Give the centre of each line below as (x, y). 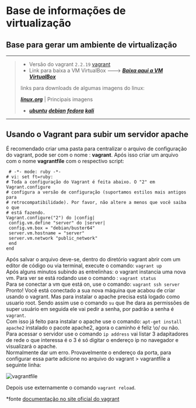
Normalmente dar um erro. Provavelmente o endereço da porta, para (89, 352)
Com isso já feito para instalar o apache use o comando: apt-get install (94, 321)
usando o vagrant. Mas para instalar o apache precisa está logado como (93, 296)
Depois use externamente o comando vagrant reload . (71, 388)
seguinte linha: (24, 365)
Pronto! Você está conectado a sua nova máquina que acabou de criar (91, 290)
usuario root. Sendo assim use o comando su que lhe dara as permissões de (98, 303)
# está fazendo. (26, 212)
